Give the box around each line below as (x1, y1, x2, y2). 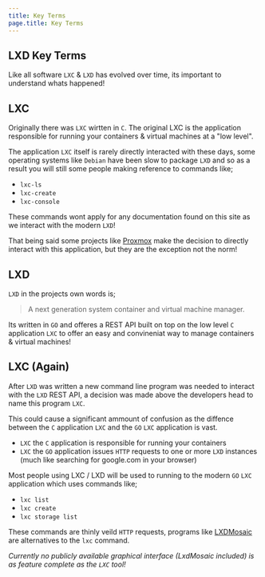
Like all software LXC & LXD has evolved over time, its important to (8, 70, 222, 80)
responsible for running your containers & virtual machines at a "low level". (8, 131, 254, 141)
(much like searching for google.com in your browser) (19, 455, 197, 464)
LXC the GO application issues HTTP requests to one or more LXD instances (19, 446, 258, 456)
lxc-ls (19, 181, 42, 189)
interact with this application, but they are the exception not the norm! (8, 245, 238, 254)
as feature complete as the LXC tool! (8, 559, 126, 569)
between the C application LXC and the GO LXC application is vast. (8, 422, 218, 432)
